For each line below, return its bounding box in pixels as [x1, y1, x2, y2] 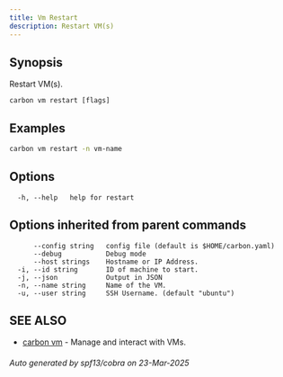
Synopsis [9, 55, 63, 70]
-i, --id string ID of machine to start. [17, 265, 199, 274]
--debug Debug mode [32, 249, 146, 258]
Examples [9, 121, 66, 136]
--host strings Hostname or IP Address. [32, 257, 199, 266]
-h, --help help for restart [17, 193, 135, 202]
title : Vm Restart [9, 13, 78, 22]
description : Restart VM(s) [9, 22, 115, 31]
